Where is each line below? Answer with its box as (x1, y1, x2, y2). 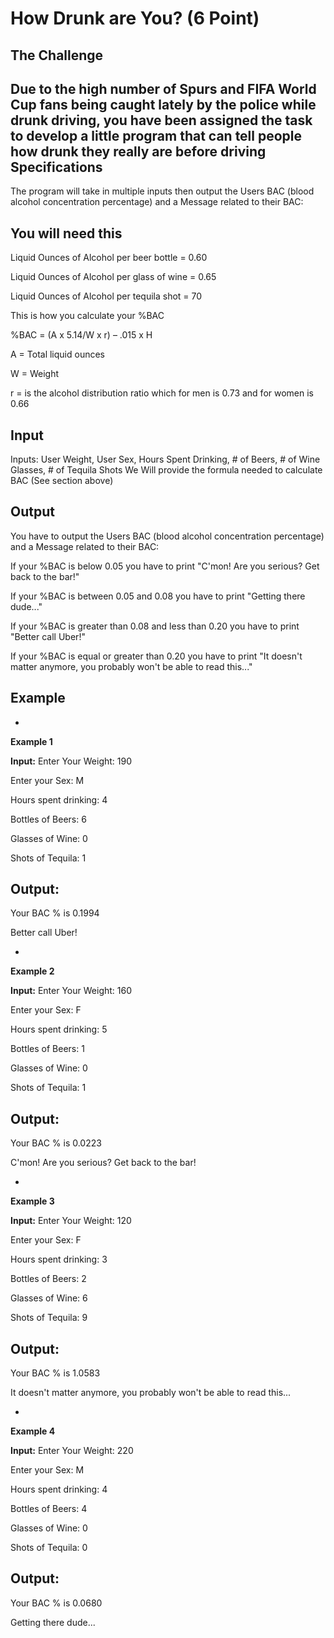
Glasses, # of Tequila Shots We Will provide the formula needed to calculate (10, 464, 323, 476)
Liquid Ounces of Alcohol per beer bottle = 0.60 (10, 252, 208, 264)
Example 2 (10, 965, 55, 977)
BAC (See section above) (10, 475, 114, 487)
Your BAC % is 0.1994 (10, 907, 100, 919)
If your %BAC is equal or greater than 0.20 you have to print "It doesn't (10, 650, 303, 662)
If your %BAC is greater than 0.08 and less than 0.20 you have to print (10, 620, 300, 632)
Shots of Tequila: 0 (10, 1542, 88, 1554)
